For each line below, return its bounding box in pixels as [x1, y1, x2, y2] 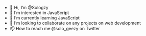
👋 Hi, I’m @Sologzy [9, 5, 49, 10]
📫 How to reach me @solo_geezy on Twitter [9, 26, 100, 31]
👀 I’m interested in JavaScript [9, 10, 70, 16]
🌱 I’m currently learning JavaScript [9, 15, 80, 20]
